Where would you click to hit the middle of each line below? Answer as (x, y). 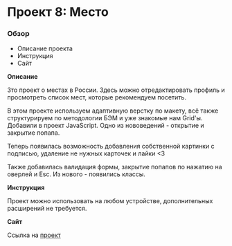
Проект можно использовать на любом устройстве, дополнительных (110, 201)
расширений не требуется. (47, 209)
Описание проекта (45, 48)
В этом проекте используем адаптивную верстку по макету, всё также (113, 111)
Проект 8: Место (58, 12)
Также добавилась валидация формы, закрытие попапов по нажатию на (115, 167)
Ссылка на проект (34, 235)
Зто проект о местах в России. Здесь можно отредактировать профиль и (116, 90)
